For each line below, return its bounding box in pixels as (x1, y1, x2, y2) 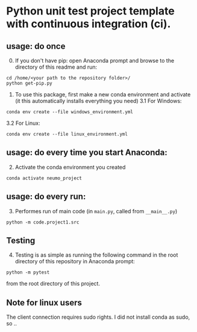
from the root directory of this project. (6, 280, 101, 287)
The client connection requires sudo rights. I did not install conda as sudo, (6, 313, 190, 321)
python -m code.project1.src (6, 219, 80, 225)
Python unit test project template (6, 4, 175, 18)
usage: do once (6, 41, 66, 51)
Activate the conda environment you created (14, 163, 126, 171)
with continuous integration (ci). (6, 17, 171, 31)
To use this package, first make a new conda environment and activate (14, 91, 191, 98)
